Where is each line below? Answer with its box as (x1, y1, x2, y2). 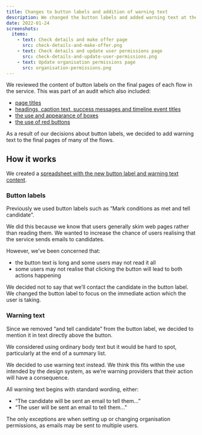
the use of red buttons (14, 119, 70, 126)
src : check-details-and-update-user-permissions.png (22, 54, 158, 60)
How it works (6, 154, 57, 164)
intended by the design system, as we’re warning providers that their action (6, 368, 194, 375)
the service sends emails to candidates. (6, 236, 105, 243)
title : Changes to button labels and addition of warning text (6, 8, 168, 15)
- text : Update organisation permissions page (17, 59, 136, 65)
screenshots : (6, 25, 39, 32)
